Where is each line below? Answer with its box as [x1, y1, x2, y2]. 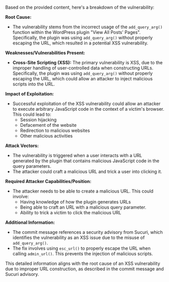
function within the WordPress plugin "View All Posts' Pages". [12, 29, 141, 35]
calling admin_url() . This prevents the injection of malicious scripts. [12, 251, 153, 257]
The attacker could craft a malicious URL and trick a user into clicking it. [12, 169, 162, 174]
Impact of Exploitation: [5, 91, 54, 97]
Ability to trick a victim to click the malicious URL [20, 210, 122, 215]
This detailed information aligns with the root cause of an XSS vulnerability [5, 260, 160, 266]
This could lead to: [12, 111, 51, 117]
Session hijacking [20, 117, 57, 123]
